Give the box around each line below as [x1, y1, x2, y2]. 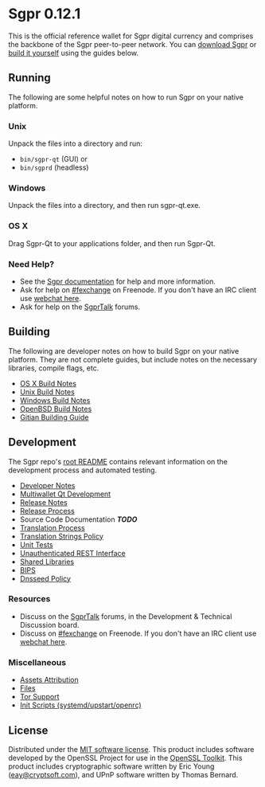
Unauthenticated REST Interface [19, 548, 126, 558]
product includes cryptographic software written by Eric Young [8, 762, 215, 771]
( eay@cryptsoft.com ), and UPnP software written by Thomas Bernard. [8, 769, 239, 779]
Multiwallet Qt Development [19, 489, 111, 499]
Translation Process [19, 523, 85, 532]
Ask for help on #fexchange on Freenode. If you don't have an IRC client [19, 284, 257, 295]
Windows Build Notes [19, 395, 91, 405]
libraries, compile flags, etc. [8, 363, 99, 373]
